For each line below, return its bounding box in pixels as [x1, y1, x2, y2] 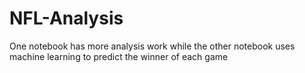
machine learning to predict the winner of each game [9, 50, 229, 62]
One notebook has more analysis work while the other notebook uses [9, 40, 296, 52]
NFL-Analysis [9, 7, 124, 30]
